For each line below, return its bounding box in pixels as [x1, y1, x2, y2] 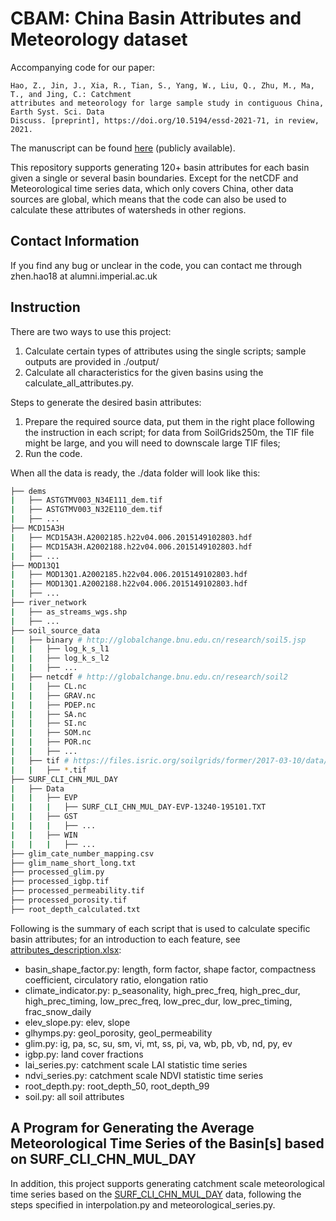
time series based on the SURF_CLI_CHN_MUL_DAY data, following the [10, 1188, 302, 1200]
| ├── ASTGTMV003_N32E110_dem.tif [10, 505, 163, 515]
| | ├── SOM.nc [10, 728, 92, 738]
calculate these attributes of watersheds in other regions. [10, 203, 247, 216]
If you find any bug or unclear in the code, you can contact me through [10, 259, 303, 271]
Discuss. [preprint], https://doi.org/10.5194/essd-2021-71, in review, [10, 115, 320, 126]
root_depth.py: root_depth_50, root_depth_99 [24, 1080, 210, 1092]
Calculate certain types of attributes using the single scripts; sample [24, 345, 307, 357]
